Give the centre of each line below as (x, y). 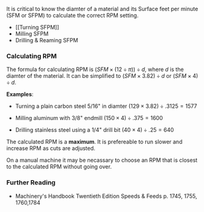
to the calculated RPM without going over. (59, 167)
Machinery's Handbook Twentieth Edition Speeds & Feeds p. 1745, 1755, (106, 196)
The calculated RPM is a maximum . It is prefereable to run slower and (94, 142)
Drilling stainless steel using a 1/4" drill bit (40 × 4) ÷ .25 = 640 (95, 130)
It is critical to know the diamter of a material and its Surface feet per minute (102, 9)
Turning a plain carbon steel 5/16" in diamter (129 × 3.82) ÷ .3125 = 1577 (106, 106)
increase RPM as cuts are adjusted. (51, 148)
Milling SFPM (32, 34)
